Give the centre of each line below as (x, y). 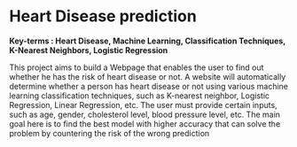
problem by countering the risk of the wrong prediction (109, 133)
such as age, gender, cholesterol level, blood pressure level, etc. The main (145, 114)
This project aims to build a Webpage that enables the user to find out (137, 67)
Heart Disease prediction (103, 16)
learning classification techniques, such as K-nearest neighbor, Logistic (140, 96)
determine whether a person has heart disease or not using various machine (149, 86)
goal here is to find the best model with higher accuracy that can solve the (145, 124)
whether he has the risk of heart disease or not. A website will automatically (148, 76)
